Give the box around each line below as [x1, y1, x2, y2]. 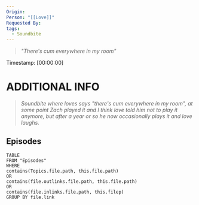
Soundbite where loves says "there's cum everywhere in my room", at [20, 100, 193, 107]
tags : [6, 25, 20, 32]
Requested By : [6, 20, 42, 26]
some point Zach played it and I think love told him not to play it [20, 106, 178, 114]
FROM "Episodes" [6, 157, 47, 164]
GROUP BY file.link [6, 194, 55, 200]
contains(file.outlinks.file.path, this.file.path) [6, 178, 137, 185]
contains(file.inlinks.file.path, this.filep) [6, 189, 124, 195]
